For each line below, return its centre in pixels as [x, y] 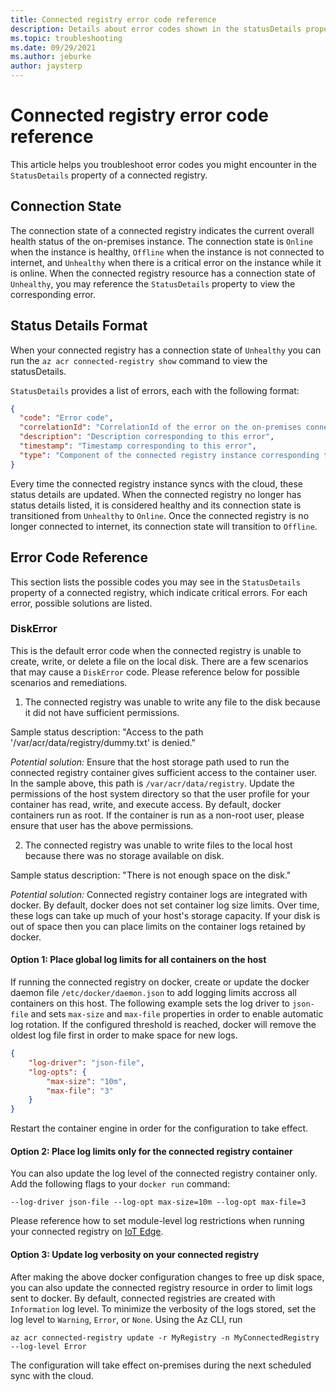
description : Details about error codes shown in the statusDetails [156, 29]
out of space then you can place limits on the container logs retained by [158, 926]
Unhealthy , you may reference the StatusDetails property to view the [153, 283]
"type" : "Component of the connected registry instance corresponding [169, 455]
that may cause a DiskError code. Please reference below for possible [155, 672]
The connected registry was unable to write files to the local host [158, 845]
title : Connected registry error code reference [113, 19]
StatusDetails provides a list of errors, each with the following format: [155, 390]
